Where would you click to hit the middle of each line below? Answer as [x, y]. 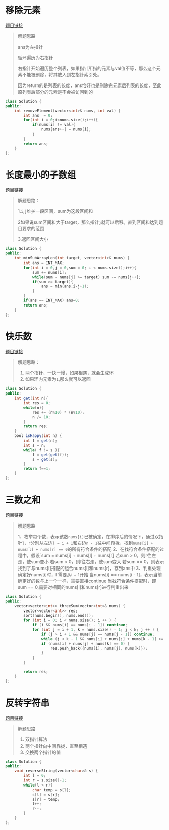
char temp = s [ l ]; [51, 790]
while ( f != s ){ [41, 450]
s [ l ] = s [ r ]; [46, 795]
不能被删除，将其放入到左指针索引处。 [62, 74]
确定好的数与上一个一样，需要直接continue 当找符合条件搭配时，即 [87, 581]
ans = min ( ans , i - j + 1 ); [65, 286]
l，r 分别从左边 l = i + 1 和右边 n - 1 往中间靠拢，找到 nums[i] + [88, 543]
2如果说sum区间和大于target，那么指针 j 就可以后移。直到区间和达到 [88, 222]
